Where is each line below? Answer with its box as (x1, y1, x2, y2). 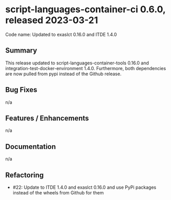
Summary (5, 46, 37, 55)
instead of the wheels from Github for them (12, 190, 104, 195)
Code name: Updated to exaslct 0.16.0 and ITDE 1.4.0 (5, 31, 117, 37)
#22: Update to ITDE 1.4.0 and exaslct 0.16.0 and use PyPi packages (12, 184, 157, 190)
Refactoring (5, 170, 44, 180)
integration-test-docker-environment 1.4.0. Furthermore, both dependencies (5, 65, 166, 71)
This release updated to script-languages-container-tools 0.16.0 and (5, 60, 149, 66)
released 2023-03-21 (5, 14, 98, 26)
